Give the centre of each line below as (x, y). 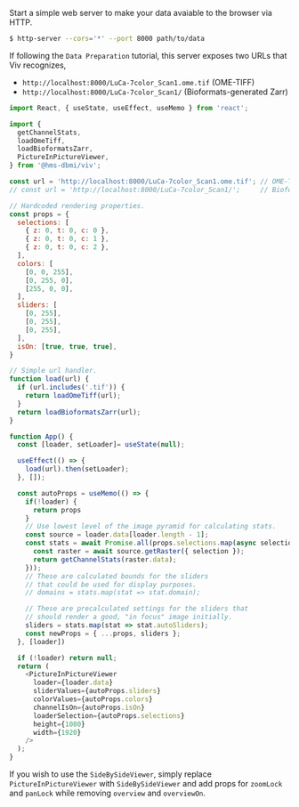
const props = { (39, 214)
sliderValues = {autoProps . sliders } (97, 691)
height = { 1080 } (59, 724)
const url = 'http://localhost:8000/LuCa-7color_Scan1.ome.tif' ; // (139, 182)
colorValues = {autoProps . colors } (93, 699)
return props (57, 510)
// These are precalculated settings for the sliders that (137, 609)
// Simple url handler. (53, 371)
